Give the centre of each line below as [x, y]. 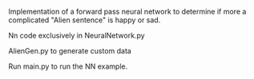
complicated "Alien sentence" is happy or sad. [85, 20]
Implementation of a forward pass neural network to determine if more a [127, 12]
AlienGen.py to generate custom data [70, 51]
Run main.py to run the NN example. [68, 66]
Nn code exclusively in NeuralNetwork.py [77, 36]
